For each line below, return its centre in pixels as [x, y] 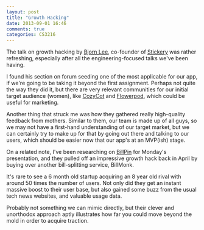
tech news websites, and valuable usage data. [64, 196]
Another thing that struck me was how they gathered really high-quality [96, 114]
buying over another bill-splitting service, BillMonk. [70, 165]
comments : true [26, 29]
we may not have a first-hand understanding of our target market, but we [98, 127]
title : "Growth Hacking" [38, 18]
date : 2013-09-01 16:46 [37, 23]
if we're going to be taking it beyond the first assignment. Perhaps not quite [101, 83]
